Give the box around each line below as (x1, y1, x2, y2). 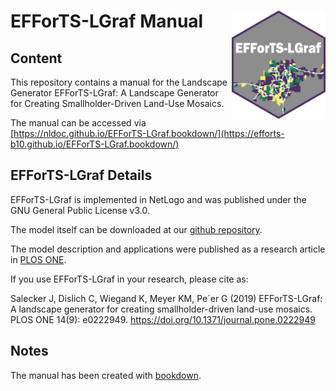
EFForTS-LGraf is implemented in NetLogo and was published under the (10, 193, 307, 205)
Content (10, 50, 63, 67)
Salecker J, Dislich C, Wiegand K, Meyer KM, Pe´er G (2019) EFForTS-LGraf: (10, 292, 323, 304)
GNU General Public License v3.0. (10, 204, 150, 216)
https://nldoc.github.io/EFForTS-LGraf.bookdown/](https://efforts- (13, 128, 285, 139)
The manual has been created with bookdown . (10, 369, 202, 381)
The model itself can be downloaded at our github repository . (10, 223, 263, 235)
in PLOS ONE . (10, 253, 67, 265)
